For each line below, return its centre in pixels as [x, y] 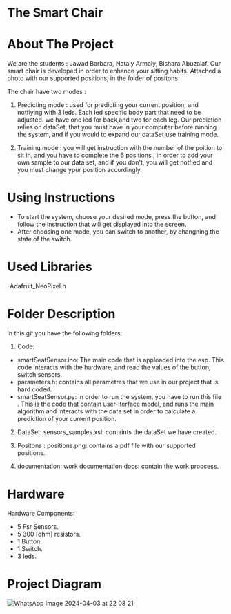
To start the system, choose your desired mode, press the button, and [116, 217]
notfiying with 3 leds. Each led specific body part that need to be [109, 113]
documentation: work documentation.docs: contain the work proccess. [118, 466]
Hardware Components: [41, 513]
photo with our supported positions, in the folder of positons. [93, 78]
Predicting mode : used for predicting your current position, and [108, 105]
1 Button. [30, 541]
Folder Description [61, 314]
